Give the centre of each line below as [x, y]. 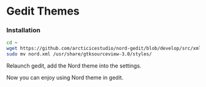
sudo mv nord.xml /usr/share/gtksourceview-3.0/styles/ [79, 54]
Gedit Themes [43, 11]
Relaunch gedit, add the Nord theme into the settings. [74, 66]
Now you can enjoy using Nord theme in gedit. [65, 78]
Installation [24, 30]
